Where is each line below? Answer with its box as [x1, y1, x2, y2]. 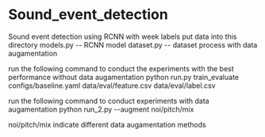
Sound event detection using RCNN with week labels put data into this [8, 32, 237, 41]
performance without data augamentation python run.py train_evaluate [8, 72, 240, 82]
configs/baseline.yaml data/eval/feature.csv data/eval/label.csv [8, 81, 216, 90]
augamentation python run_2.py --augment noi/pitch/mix [8, 105, 194, 114]
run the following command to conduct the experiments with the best [8, 63, 234, 73]
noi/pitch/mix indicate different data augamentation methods [8, 120, 206, 129]
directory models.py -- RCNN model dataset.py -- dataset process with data [8, 40, 258, 49]
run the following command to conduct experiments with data [8, 96, 209, 105]
